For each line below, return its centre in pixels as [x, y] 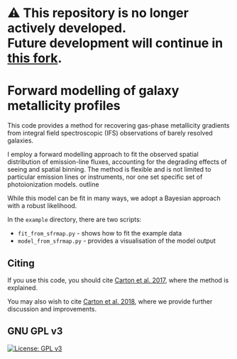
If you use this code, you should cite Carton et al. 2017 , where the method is [118, 280]
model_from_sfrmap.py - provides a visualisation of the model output [117, 241]
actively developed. [67, 28]
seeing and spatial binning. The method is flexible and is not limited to [109, 170]
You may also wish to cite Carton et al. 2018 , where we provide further [110, 301]
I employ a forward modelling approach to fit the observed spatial [103, 155]
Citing [21, 263]
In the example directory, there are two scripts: [75, 220]
